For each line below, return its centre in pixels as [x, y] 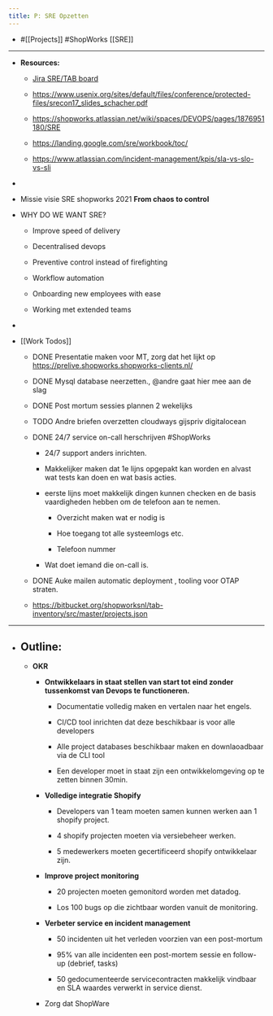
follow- [245, 955]
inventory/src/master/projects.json [90, 613]
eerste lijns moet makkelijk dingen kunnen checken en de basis [150, 493]
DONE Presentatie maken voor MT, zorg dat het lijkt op [124, 357]
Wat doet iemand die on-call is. [96, 565]
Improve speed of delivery [76, 230]
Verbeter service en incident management [117, 923]
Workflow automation [68, 278]
